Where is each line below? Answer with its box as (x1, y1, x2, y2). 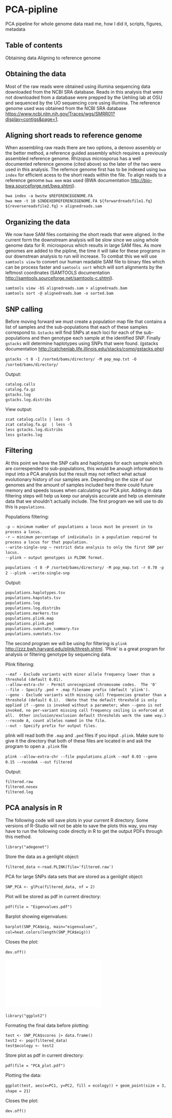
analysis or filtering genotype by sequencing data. (5, 651, 112, 657)
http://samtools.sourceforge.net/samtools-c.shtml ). (5, 275, 114, 281)
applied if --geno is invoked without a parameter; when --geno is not (5, 702, 162, 708)
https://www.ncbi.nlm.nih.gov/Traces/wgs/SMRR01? (5, 111, 116, 117)
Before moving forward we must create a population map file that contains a (5, 318, 166, 325)
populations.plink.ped (5, 621, 54, 626)
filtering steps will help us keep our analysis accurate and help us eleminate (5, 492, 165, 499)
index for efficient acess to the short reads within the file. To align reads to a (5, 172, 167, 178)
